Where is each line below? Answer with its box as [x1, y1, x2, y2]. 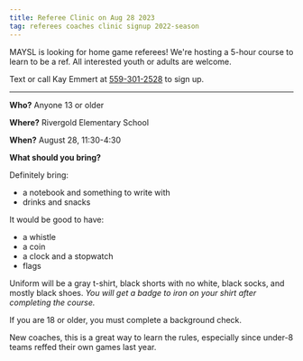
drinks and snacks [22, 196, 91, 208]
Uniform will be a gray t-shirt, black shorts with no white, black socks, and [9, 277, 285, 289]
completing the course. [9, 297, 96, 308]
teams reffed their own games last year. [9, 341, 157, 352]
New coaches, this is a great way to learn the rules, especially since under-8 [9, 331, 294, 343]
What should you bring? [9, 152, 102, 162]
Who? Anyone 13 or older [9, 99, 105, 110]
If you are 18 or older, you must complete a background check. [9, 314, 242, 325]
